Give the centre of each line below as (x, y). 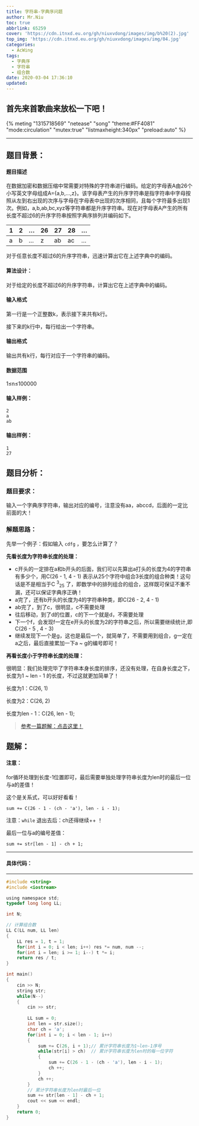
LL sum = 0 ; (42, 1018)
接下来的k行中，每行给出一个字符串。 (52, 326)
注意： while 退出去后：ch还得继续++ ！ (54, 820)
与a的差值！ (21, 784)
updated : (17, 84)
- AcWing (22, 50)
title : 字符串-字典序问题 (35, 12)
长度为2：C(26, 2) (28, 701)
